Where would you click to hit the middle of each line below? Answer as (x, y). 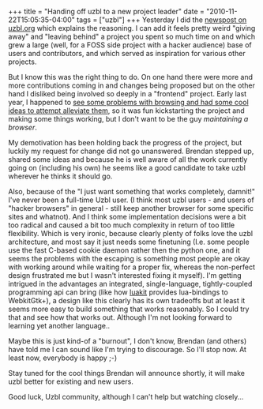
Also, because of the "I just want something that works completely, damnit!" (131, 191)
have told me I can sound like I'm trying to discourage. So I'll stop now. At (128, 349)
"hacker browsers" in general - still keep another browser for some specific (131, 208)
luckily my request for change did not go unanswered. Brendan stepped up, (131, 151)
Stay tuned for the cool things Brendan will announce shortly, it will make (127, 373)
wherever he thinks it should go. (60, 176)
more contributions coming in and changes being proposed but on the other (131, 85)
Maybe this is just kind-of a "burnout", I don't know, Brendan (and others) (128, 341)
